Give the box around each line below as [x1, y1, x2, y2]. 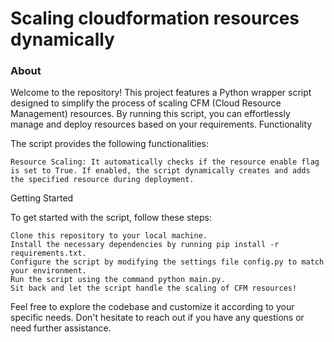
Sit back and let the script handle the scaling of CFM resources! [10, 283, 298, 294]
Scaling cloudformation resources [10, 7, 300, 30]
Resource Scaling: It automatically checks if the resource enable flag [10, 157, 320, 167]
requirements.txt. [10, 248, 87, 259]
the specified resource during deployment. [10, 175, 195, 185]
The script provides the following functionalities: [10, 138, 209, 150]
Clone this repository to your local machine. [10, 231, 208, 241]
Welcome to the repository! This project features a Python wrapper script [10, 87, 312, 99]
